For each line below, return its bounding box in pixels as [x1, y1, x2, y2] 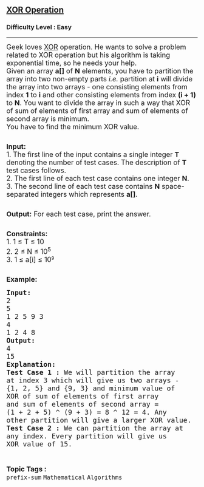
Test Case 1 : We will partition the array [6, 367, 175, 376]
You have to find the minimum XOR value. [6, 122, 140, 131]
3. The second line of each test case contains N [6, 182, 160, 191]
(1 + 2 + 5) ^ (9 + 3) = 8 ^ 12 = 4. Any [6, 407, 167, 417]
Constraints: [6, 229, 48, 238]
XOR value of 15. [6, 440, 73, 448]
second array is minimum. [6, 114, 90, 123]
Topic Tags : [6, 465, 47, 473]
